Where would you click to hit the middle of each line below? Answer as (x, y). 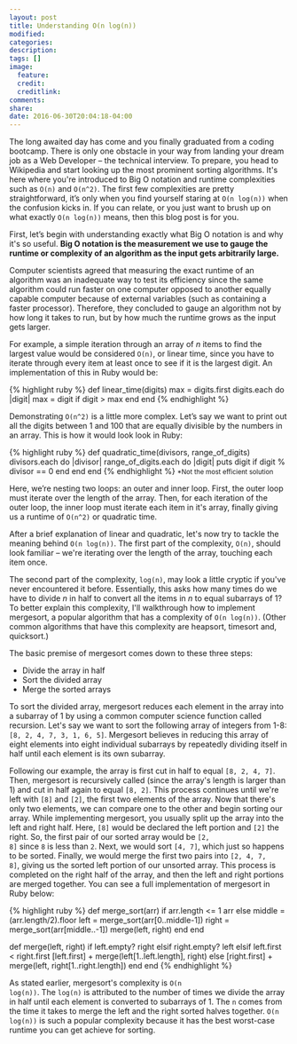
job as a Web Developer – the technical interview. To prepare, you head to (144, 161)
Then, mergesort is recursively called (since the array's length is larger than (148, 780)
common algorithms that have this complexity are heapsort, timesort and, (143, 627)
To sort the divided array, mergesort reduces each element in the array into (146, 707)
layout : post (33, 17)
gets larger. (30, 327)
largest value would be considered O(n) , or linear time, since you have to (142, 354)
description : (33, 51)
